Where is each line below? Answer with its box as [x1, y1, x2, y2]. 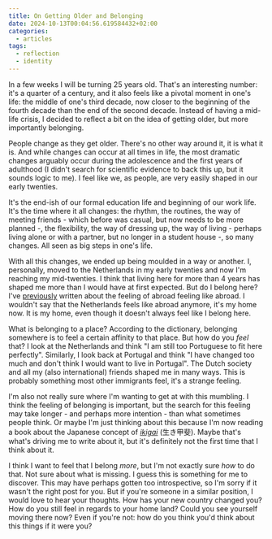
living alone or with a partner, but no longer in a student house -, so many [8, 232, 254, 241]
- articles [15, 34, 53, 43]
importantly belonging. [8, 123, 84, 133]
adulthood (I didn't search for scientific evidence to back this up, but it [8, 164, 244, 174]
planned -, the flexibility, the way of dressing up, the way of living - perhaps [8, 223, 262, 233]
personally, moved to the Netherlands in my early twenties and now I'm [8, 265, 246, 275]
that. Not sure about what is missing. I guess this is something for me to [8, 469, 248, 479]
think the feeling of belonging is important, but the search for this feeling [8, 400, 251, 410]
